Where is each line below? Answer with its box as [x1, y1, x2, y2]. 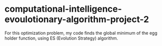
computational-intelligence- [4, 3, 122, 15]
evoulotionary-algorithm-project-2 [4, 14, 149, 25]
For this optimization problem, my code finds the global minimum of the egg [4, 30, 158, 36]
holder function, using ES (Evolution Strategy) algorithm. [4, 35, 118, 41]
